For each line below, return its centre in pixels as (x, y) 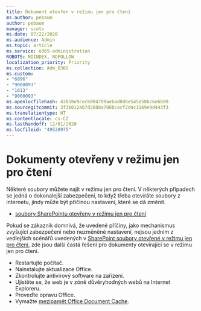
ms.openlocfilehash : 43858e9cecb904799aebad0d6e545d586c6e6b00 (88, 101)
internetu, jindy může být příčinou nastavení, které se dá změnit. (86, 202)
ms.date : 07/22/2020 (32, 34)
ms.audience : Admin (31, 40)
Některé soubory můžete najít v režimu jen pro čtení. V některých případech (101, 189)
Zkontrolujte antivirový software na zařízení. (70, 275)
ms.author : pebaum (29, 18)
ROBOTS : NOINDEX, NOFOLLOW (40, 57)
